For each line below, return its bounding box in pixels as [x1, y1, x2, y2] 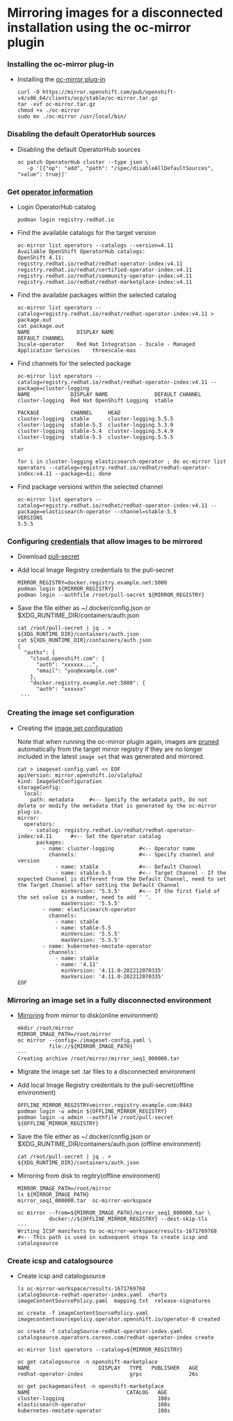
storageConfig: [17, 784, 62, 791]
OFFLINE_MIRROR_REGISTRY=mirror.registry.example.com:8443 [17, 1102, 193, 1109]
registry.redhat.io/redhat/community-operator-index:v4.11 [17, 273, 193, 280]
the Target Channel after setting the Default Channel [17, 881, 180, 888]
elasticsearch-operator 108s [17, 1401, 170, 1408]
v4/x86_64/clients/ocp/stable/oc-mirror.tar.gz [17, 95, 158, 102]
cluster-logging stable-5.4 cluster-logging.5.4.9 [17, 427, 174, 435]
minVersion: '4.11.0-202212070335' [61, 967, 165, 974]
